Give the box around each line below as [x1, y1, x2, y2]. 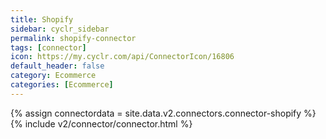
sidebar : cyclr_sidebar [10, 24, 110, 34]
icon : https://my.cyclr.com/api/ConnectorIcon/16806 [10, 52, 235, 62]
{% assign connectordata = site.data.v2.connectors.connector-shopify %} [10, 107, 317, 119]
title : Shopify [10, 14, 74, 25]
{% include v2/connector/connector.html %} [10, 117, 193, 130]
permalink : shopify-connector [10, 33, 137, 43]
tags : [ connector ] [10, 42, 87, 53]
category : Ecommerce [10, 71, 97, 81]
